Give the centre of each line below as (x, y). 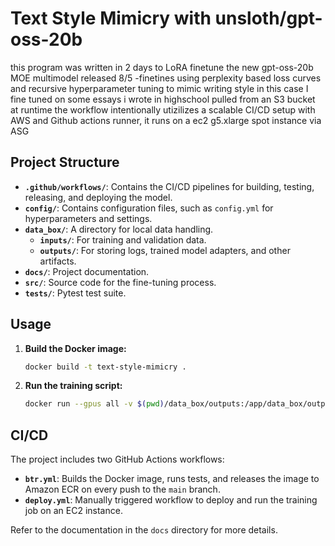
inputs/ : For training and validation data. (123, 239)
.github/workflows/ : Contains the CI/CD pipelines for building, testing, (169, 186)
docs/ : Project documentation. (87, 271)
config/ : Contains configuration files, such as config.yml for (149, 208)
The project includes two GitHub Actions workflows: (117, 459)
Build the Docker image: (75, 348)
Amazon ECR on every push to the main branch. (122, 489)
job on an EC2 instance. (73, 511)
